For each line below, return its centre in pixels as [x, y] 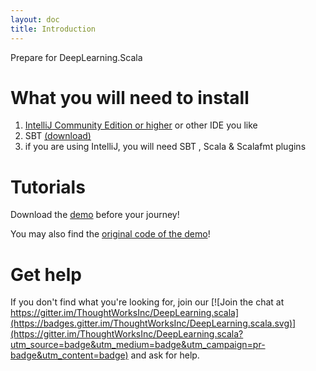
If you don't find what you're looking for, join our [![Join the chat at [147, 302]
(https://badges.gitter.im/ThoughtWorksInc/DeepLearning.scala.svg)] [153, 323]
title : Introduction [53, 29]
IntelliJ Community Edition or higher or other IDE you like [141, 125]
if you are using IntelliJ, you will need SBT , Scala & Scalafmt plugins [165, 147]
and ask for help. [165, 355]
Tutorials [48, 187]
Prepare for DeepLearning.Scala [76, 57]
